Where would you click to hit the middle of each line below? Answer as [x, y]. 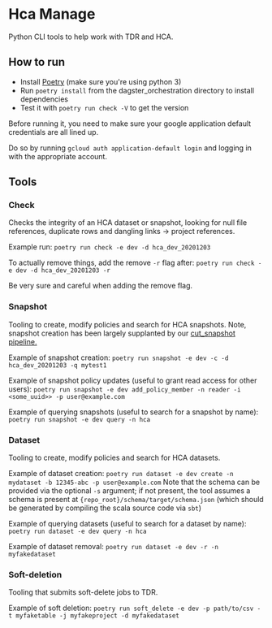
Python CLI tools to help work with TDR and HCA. [91, 37]
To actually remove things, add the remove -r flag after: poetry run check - [135, 263]
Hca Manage [52, 14]
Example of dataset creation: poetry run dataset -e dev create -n [121, 474]
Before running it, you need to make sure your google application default [130, 123]
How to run [37, 62]
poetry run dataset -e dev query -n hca [78, 532]
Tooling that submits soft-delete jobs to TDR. [83, 592]
